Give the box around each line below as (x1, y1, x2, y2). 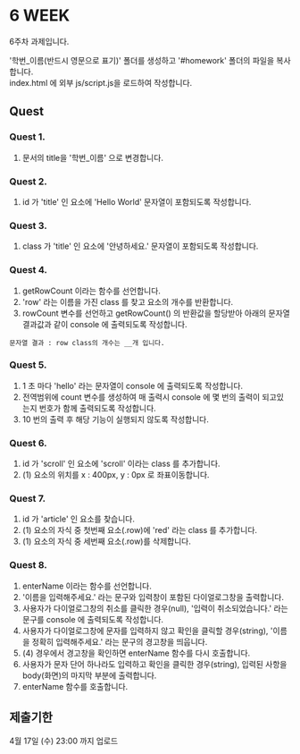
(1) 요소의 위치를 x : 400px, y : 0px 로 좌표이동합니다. (21, 470, 210, 480)
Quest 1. (9, 131, 46, 143)
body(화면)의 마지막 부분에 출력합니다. (21, 670, 157, 681)
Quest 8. (9, 559, 47, 572)
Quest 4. (9, 264, 47, 276)
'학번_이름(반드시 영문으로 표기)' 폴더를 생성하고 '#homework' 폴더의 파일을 (9, 55, 275, 65)
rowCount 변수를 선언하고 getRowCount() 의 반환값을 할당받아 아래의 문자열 (21, 308, 290, 318)
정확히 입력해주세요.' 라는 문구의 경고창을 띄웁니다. (31, 636, 208, 647)
